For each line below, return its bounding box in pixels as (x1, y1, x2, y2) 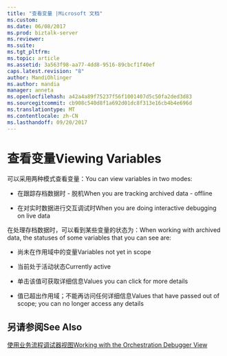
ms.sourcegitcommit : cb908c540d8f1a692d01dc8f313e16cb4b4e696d (7, 100, 193, 107)
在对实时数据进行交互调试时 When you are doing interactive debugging (17, 204, 217, 212)
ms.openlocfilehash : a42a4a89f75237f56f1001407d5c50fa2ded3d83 (7, 94, 193, 101)
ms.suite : (7, 42, 36, 49)
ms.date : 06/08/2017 (7, 23, 67, 30)
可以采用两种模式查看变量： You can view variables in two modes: (7, 175, 193, 183)
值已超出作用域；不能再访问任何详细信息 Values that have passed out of (17, 292, 220, 300)
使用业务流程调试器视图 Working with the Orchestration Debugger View (7, 341, 208, 349)
